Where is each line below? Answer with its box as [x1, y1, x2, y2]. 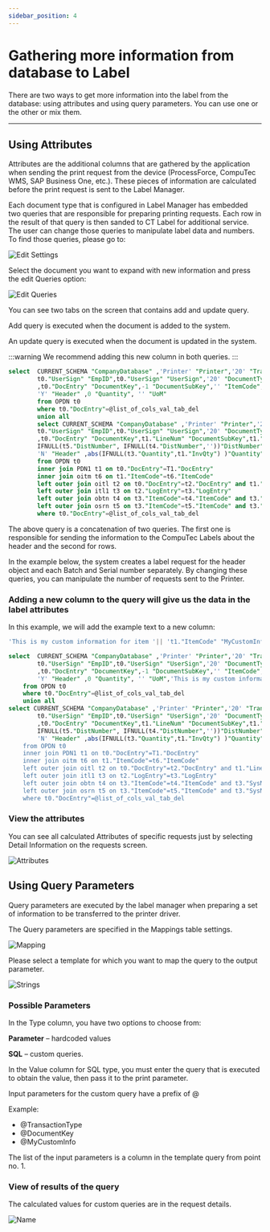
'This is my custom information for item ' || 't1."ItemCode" [8, 638, 218, 646]
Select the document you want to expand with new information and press [8, 266, 251, 276]
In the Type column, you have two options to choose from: [8, 1017, 202, 1027]
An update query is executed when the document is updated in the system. [8, 337, 257, 346]
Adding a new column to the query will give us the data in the [8, 594, 251, 605]
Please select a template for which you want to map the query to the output [8, 956, 258, 965]
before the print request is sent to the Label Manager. [8, 185, 185, 194]
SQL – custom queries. [8, 1049, 84, 1058]
